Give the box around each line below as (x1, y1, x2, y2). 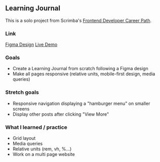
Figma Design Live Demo (5, 41, 58, 47)
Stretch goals (5, 89, 39, 96)
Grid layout (12, 135, 36, 141)
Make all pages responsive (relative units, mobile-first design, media (12, 71, 155, 77)
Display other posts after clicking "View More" (12, 111, 109, 117)
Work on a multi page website (12, 151, 75, 157)
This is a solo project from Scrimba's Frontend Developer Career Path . (5, 17, 152, 23)
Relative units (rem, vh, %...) (12, 146, 72, 152)
